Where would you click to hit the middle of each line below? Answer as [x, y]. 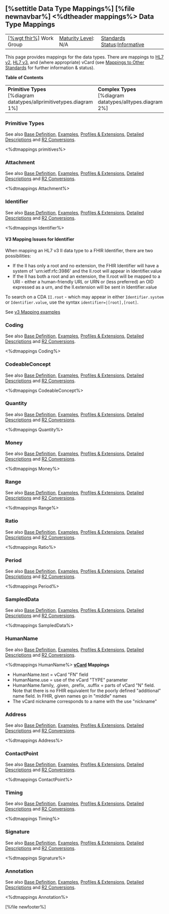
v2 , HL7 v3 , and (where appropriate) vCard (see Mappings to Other [75, 62]
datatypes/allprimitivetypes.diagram [50, 102]
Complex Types [117, 89]
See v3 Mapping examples [33, 312]
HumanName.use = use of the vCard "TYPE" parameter [70, 680]
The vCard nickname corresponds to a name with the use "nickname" [85, 701]
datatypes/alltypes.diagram [130, 102]
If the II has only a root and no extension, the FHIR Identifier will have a [86, 265]
